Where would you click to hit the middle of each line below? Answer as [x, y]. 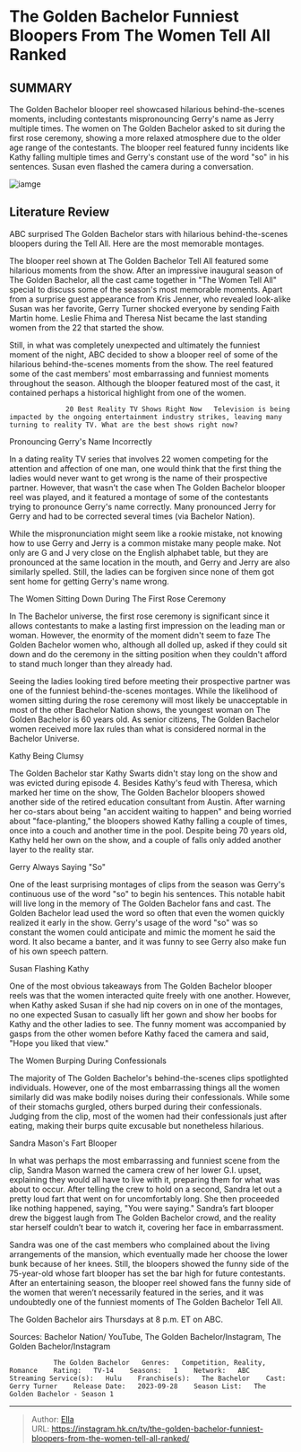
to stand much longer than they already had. [91, 664]
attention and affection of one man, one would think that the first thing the [146, 468]
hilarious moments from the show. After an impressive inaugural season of [146, 270]
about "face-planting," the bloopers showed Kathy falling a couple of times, [148, 821]
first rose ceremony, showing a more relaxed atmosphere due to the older [145, 138]
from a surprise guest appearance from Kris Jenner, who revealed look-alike [150, 299]
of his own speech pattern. [59, 951]
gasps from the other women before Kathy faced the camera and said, [139, 1034]
